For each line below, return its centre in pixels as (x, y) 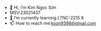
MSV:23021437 (25, 13)
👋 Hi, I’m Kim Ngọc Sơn (33, 8)
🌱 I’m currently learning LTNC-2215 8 (47, 18)
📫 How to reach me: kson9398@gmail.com (53, 23)
